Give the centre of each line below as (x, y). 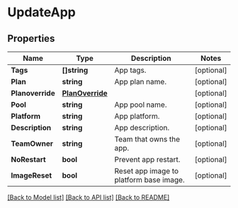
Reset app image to (147, 171)
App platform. (137, 116)
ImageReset (32, 175)
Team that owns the (147, 139)
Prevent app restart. (147, 160)
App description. (142, 128)
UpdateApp (41, 12)
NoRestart (28, 160)
